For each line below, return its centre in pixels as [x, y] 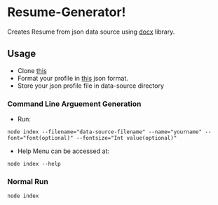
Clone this [32, 70]
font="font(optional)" [40, 138]
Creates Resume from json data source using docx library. [91, 32]
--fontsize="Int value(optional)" [127, 138]
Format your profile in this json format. [73, 78]
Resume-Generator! [67, 12]
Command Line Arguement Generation [74, 104]
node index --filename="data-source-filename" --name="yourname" [104, 132]
